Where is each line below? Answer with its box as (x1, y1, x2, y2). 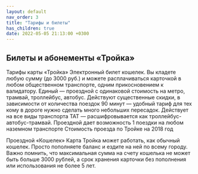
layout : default (6, 8, 47, 15)
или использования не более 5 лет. (6, 162, 97, 169)
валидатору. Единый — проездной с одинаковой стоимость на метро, (6, 87, 185, 94)
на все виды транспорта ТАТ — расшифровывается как (6, 112, 148, 119)
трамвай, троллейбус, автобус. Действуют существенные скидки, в (6, 93, 181, 101)
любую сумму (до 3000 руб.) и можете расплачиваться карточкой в (6, 75, 182, 82)
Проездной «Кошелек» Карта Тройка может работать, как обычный (6, 137, 180, 144)
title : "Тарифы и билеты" (6, 20, 70, 26)
